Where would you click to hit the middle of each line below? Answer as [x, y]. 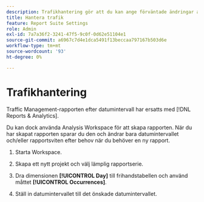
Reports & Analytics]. [32, 115]
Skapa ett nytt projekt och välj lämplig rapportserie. [79, 164]
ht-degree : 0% [24, 57]
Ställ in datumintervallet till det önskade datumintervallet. [86, 194]
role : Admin [21, 29]
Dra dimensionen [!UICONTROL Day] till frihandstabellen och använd [101, 175]
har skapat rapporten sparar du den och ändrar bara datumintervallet [93, 133]
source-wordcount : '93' [36, 52]
